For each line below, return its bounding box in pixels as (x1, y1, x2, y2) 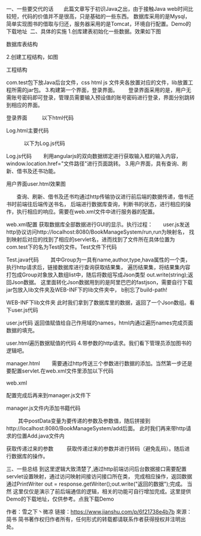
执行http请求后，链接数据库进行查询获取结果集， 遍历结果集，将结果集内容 (6, 264, 190, 270)
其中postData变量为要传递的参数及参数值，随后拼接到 (17, 417, 151, 424)
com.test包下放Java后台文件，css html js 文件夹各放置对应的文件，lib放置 (6, 79, 188, 86)
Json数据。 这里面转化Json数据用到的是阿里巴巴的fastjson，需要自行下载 (11, 279, 193, 285)
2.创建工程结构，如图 (6, 53, 59, 60)
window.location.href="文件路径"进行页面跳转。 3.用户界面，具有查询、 (6, 160, 182, 167)
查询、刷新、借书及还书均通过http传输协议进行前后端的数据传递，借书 (16, 193, 189, 200)
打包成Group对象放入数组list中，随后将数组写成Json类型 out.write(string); (6, 271, 188, 278)
